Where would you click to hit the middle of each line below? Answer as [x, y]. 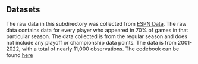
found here [20, 55]
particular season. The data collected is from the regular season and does [97, 36]
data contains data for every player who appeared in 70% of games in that [97, 30]
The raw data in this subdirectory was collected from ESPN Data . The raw [96, 23]
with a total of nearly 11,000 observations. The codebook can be [100, 49]
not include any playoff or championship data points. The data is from [91, 42]
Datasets [23, 10]
